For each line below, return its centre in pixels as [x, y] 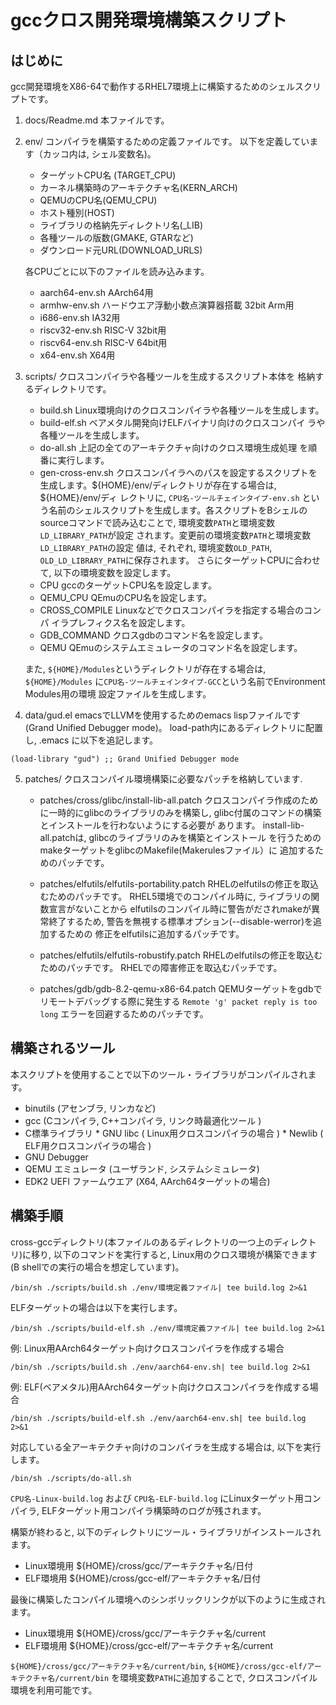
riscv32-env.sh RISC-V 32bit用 [103, 330]
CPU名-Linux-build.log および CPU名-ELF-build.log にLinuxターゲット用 [157, 1498]
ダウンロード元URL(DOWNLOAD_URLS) [121, 250]
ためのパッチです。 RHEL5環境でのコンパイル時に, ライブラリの [180, 896]
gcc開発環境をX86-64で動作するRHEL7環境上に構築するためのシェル [153, 86]
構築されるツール [63, 1048]
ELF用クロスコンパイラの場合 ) [88, 1145]
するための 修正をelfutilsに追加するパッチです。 [146, 934]
